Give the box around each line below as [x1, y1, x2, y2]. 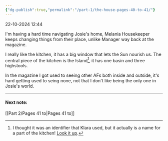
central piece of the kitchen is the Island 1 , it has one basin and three [5, 56, 145, 63]
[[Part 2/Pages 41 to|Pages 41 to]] [5, 110, 75, 116]
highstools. [5, 63, 28, 69]
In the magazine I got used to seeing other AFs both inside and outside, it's [5, 72, 159, 78]
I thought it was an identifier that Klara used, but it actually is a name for [12, 125, 161, 131]
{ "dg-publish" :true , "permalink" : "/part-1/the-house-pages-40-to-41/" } [5, 7, 155, 13]
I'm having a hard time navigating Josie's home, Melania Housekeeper [5, 31, 150, 37]
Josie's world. [5, 83, 34, 89]
